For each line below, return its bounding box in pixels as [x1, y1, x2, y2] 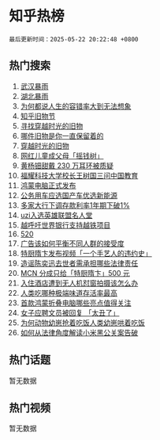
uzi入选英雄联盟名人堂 [20, 210, 93, 220]
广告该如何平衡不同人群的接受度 [20, 239, 125, 248]
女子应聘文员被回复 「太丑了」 [20, 308, 120, 317]
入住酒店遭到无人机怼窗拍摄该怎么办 [20, 278, 139, 288]
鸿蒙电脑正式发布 [20, 180, 76, 190]
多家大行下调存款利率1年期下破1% [20, 200, 130, 210]
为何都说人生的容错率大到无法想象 [20, 101, 132, 111]
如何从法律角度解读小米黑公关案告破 [20, 327, 139, 337]
